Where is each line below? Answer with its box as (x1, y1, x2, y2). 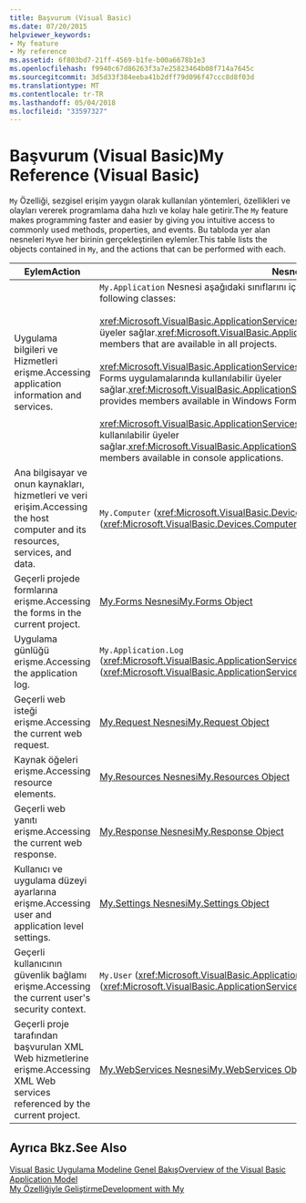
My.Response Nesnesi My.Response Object (99, 826, 284, 838)
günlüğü (14, 644, 50, 657)
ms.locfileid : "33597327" (9, 107, 107, 116)
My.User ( (99, 969, 138, 982)
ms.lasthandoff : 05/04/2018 (9, 98, 117, 108)
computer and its (14, 523, 87, 536)
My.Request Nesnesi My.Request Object (99, 716, 270, 729)
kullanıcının (14, 958, 63, 971)
